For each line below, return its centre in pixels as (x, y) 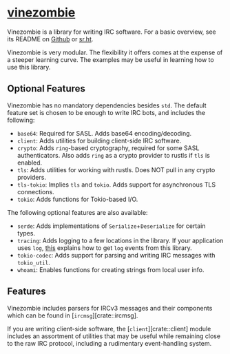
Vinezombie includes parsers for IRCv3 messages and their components (110, 308)
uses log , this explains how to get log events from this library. (104, 248)
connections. (35, 191)
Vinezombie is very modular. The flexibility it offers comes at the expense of (115, 52)
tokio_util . (33, 262)
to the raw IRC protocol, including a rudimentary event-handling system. (109, 343)
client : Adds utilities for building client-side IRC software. (99, 140)
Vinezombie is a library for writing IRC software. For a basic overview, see (112, 32)
